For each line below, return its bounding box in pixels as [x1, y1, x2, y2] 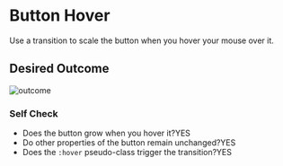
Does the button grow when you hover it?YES [22, 127, 191, 139]
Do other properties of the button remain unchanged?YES [22, 137, 236, 148]
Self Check [9, 107, 58, 119]
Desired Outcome [9, 61, 110, 76]
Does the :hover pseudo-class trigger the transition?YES [22, 147, 232, 158]
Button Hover [9, 5, 111, 26]
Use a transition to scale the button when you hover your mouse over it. [9, 35, 274, 46]
